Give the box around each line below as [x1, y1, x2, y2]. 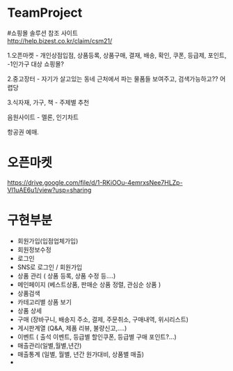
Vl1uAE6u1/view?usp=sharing [7, 185, 92, 194]
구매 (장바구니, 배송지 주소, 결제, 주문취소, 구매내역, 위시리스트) [17, 315, 189, 324]
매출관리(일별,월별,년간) [17, 341, 82, 349]
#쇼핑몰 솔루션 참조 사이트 [7, 29, 79, 37]
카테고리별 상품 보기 [17, 298, 72, 306]
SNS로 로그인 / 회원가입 [17, 263, 83, 271]
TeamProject [7, 5, 83, 21]
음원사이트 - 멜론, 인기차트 [7, 113, 79, 121]
